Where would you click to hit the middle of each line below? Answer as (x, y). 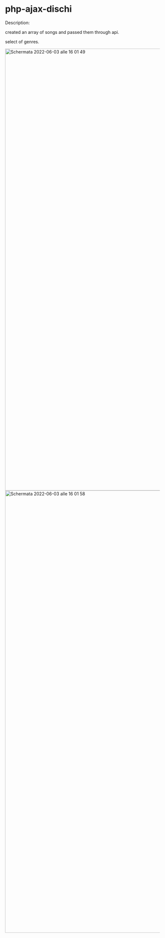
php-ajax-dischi (39, 9)
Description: (17, 23)
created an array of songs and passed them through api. (62, 32)
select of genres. (22, 42)
